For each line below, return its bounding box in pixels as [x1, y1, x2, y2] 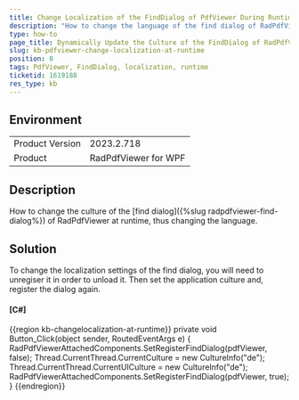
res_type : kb [9, 79, 58, 88]
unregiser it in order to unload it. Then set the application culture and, [9, 274, 264, 285]
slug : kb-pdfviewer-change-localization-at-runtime [9, 46, 205, 55]
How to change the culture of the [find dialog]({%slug [9, 206, 206, 216]
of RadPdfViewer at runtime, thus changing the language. [47, 216, 258, 226]
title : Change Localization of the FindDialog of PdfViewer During [9, 12, 265, 22]
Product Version [13, 137, 82, 150]
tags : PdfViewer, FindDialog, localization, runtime [9, 63, 209, 72]
